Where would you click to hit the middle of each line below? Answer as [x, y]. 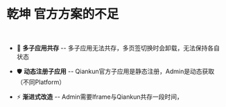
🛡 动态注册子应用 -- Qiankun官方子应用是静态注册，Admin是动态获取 [115, 71]
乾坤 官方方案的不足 [63, 14]
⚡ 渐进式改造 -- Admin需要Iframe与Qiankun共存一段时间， [99, 97]
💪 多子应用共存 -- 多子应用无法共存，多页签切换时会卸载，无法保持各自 [118, 48]
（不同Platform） [41, 82]
